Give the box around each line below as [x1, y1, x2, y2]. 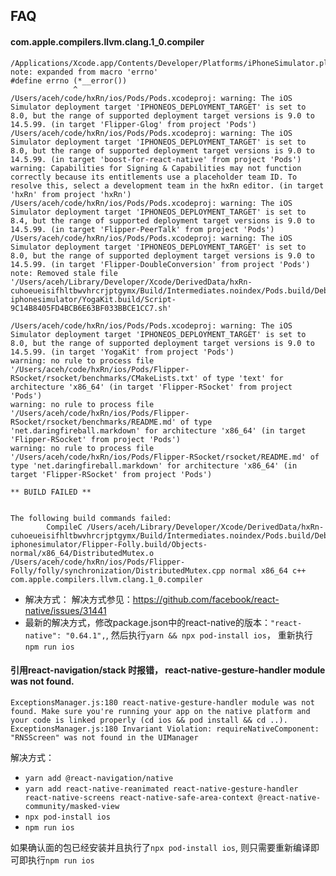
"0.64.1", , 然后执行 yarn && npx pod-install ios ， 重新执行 [65, 629, 313, 641]
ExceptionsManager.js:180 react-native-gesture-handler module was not [10, 697, 315, 708]
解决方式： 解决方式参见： [24, 593, 133, 605]
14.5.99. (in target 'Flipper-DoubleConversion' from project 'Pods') [10, 259, 311, 269]
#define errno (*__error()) [10, 75, 128, 86]
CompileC [46, 522, 83, 532]
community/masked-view [24, 801, 120, 811]
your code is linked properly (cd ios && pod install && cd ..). [10, 715, 288, 725]
